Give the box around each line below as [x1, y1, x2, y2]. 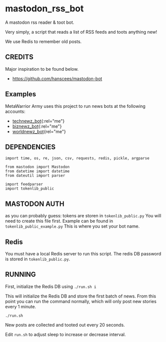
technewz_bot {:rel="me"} [12, 118, 65, 124]
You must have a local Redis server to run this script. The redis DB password [5, 251, 162, 256]
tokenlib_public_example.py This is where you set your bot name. [5, 223, 140, 229]
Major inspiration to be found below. [5, 66, 79, 72]
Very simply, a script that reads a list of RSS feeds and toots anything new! [5, 29, 158, 35]
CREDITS [5, 53, 34, 61]
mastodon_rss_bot [5, 3, 84, 14]
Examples [5, 90, 36, 98]
